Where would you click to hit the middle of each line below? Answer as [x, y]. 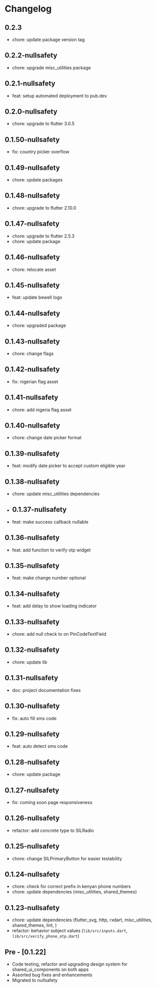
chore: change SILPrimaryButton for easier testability [67, 858]
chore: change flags [33, 353]
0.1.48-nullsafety [32, 196]
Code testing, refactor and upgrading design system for [70, 964]
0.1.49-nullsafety [32, 168]
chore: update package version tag [48, 39]
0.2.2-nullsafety [31, 55]
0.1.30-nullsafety [32, 706]
